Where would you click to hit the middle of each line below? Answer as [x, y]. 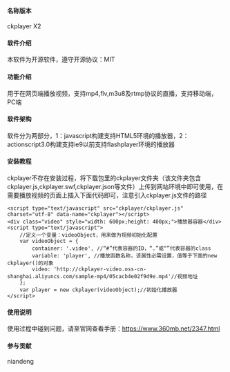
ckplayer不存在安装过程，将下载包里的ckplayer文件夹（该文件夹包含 [104, 178]
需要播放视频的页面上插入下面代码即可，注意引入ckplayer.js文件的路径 [107, 195]
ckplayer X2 [24, 26]
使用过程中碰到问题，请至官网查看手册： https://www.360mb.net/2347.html [114, 329]
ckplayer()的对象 [30, 263]
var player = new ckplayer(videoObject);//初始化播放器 [98, 290]
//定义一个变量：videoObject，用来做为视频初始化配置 [88, 235]
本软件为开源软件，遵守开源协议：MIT [61, 59]
